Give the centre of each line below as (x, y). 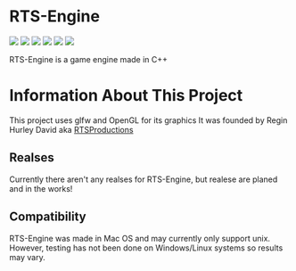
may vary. (28, 257)
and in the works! (41, 188)
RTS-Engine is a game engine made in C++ (88, 59)
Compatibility (48, 217)
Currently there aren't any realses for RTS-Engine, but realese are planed (144, 179)
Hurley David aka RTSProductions (71, 129)
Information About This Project (126, 96)
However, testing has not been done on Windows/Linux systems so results (146, 248)
